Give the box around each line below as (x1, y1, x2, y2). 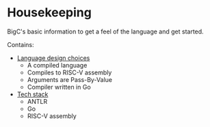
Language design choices (16, 53, 90, 62)
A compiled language (27, 61, 88, 69)
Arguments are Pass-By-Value (27, 75, 113, 83)
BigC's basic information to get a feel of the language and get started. (7, 27, 204, 36)
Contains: (7, 40, 34, 48)
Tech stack (16, 90, 49, 98)
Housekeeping (7, 5, 92, 20)
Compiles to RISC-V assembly (27, 68, 112, 76)
